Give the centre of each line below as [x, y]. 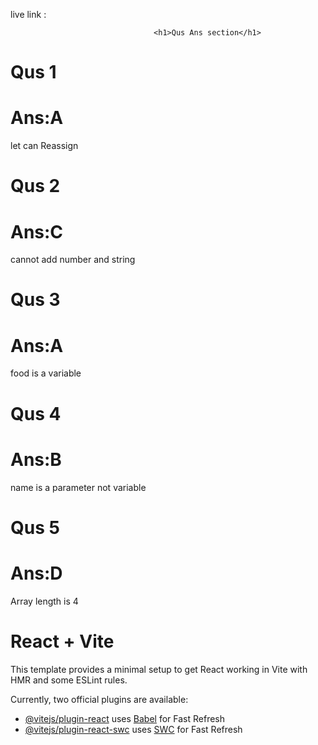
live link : [28, 14]
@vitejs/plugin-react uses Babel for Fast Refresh [125, 718]
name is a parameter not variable [78, 487]
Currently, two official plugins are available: [99, 699]
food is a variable [46, 373]
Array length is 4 [44, 601]
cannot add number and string [73, 260]
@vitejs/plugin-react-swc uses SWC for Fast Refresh [133, 729]
